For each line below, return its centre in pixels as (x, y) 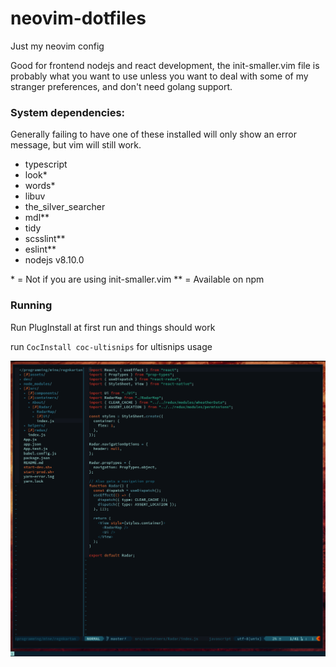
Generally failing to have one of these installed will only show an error (153, 134)
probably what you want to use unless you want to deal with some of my (159, 76)
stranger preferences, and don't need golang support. (121, 86)
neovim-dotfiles (78, 18)
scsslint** (45, 239)
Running (31, 305)
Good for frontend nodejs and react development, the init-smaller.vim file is (165, 65)
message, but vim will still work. (76, 145)
